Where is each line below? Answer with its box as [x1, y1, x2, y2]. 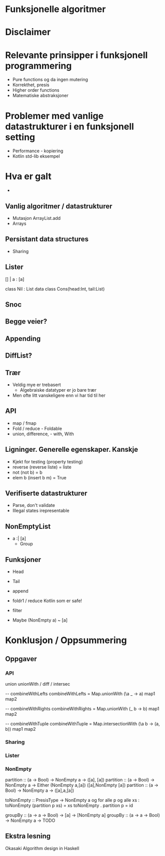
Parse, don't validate [12, 502, 55, 508]
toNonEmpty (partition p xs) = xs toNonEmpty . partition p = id [5, 802, 133, 808]
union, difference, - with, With [12, 431, 74, 437]
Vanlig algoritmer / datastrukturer [5, 202, 112, 210]
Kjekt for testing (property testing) [12, 458, 83, 464]
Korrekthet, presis [12, 82, 49, 88]
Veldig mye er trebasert [12, 382, 61, 388]
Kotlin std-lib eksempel [12, 153, 60, 159]
